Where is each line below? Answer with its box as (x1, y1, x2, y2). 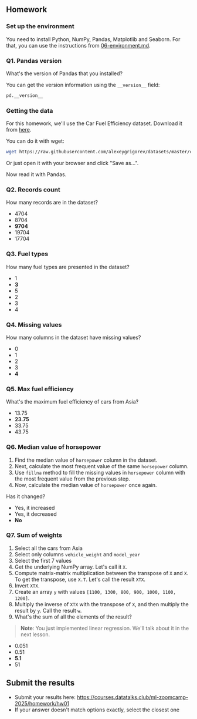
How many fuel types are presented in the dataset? (6, 263, 130, 270)
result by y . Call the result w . (14, 607, 82, 614)
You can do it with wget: (6, 137, 64, 145)
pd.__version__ (6, 92, 43, 99)
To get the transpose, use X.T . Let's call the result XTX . (14, 576, 145, 583)
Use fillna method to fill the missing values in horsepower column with (14, 469, 186, 476)
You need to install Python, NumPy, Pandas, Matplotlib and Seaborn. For (6, 35, 181, 43)
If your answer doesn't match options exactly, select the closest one (14, 706, 180, 713)
